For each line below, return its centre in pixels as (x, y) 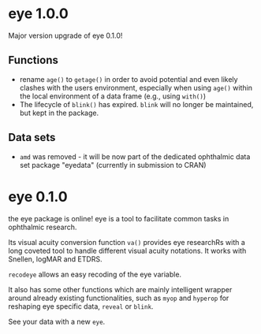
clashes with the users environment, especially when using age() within (136, 87)
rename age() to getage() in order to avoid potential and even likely (129, 79)
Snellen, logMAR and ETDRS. (55, 259)
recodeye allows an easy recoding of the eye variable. (95, 274)
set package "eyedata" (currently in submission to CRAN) (113, 165)
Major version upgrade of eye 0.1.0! (65, 35)
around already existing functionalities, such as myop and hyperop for (119, 298)
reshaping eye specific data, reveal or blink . (81, 306)
